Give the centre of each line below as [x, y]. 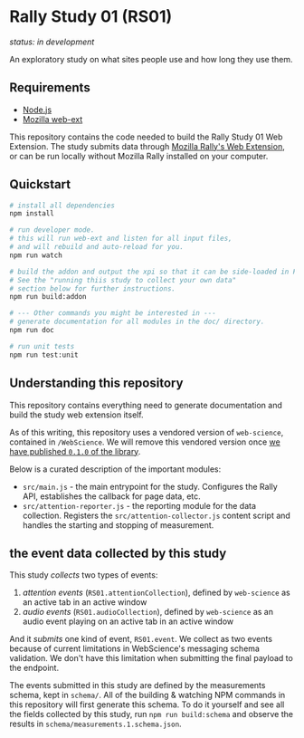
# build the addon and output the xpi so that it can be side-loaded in [149, 272]
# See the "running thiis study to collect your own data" [123, 280]
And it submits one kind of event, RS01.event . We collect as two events [141, 639]
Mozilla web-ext [52, 119]
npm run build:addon [48, 297]
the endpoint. [34, 668]
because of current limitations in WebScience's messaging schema [135, 648]
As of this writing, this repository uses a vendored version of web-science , [147, 432]
